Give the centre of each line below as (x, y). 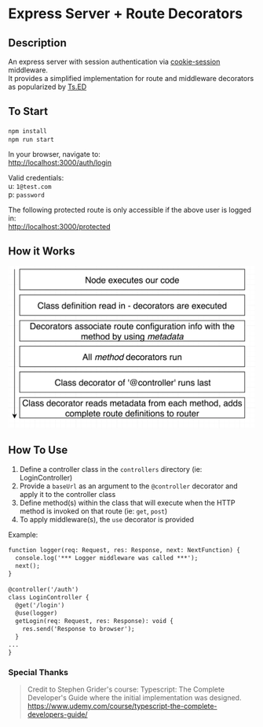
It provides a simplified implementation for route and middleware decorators (131, 78)
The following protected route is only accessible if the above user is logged (130, 210)
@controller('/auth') (44, 589)
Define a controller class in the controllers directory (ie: (111, 469)
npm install (27, 131)
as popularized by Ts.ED (47, 87)
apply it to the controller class (68, 494)
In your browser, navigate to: (54, 154)
